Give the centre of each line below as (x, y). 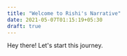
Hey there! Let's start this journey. (55, 46)
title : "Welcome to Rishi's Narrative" (64, 13)
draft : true (24, 26)
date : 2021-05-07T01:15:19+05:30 (55, 20)
